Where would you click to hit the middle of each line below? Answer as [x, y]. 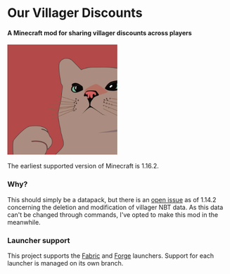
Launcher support [39, 240]
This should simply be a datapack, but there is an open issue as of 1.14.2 [112, 199]
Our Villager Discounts [75, 13]
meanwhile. [24, 222]
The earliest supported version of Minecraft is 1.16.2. [83, 166]
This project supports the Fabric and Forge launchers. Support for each [111, 256]
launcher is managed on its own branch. [65, 263]
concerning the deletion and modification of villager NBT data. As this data [115, 207]
